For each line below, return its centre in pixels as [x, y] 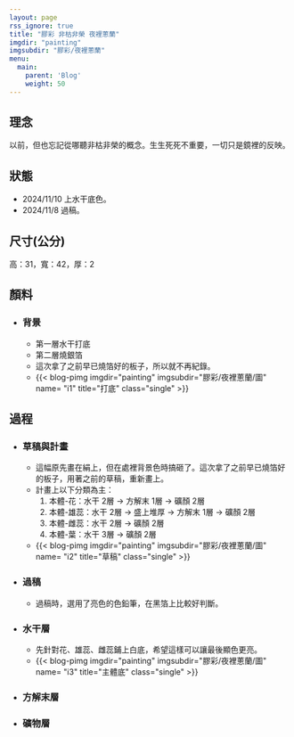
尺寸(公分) [37, 241]
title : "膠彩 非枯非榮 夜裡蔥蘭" [65, 34]
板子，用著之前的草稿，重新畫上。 [106, 479]
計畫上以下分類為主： [74, 490]
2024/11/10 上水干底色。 [66, 199]
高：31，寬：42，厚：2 [52, 265]
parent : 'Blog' [53, 76]
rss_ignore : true [41, 26]
